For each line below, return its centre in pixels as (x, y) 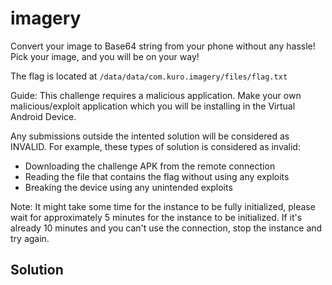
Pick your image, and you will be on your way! (105, 56)
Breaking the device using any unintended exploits (128, 187)
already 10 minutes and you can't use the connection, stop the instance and (166, 228)
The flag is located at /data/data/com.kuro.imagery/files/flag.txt (149, 76)
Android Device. (43, 116)
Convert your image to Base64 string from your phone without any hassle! (163, 46)
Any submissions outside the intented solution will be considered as (150, 136)
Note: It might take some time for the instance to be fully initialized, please (163, 206)
